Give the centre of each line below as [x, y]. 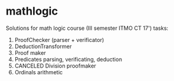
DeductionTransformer [43, 46]
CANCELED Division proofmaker [55, 66]
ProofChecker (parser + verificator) [59, 40]
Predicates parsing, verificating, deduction [68, 59]
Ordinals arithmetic [39, 72]
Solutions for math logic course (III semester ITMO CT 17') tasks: [87, 28]
